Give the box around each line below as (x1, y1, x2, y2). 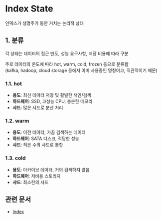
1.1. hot (5, 80, 22, 87)
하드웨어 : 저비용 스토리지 (12, 173, 61, 179)
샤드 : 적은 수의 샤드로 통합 (12, 142, 63, 148)
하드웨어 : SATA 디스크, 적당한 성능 (12, 135, 80, 141)
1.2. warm (5, 117, 29, 124)
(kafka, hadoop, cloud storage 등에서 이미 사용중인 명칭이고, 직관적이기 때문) (5, 67, 158, 73)
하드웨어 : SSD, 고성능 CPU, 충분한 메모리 (12, 98, 93, 104)
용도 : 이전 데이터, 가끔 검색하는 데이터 (12, 129, 86, 135)
